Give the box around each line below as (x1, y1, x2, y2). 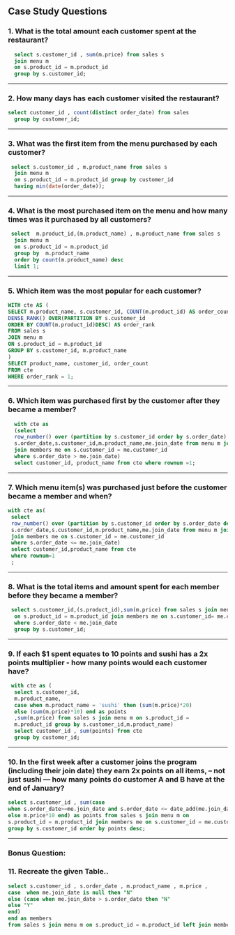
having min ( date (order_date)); (14, 183, 105, 190)
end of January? (8, 783, 65, 793)
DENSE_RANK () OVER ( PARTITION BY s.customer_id (8, 314, 146, 321)
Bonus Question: (8, 848, 66, 858)
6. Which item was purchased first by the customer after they (8, 396, 220, 406)
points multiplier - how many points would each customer (8, 657, 208, 667)
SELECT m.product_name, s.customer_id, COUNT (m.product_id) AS (8, 308, 196, 315)
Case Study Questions (8, 6, 107, 17)
